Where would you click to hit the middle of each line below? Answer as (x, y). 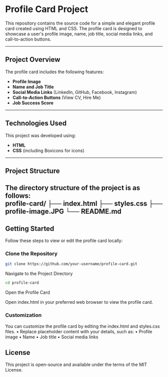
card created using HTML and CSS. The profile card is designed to (74, 28)
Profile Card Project (47, 9)
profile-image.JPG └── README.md (63, 212)
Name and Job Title (33, 87)
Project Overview (33, 59)
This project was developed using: (40, 135)
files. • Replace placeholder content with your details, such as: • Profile (79, 331)
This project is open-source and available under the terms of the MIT (76, 364)
